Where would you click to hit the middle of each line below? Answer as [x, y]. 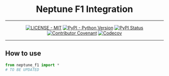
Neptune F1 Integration [84, 9]
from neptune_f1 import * [32, 65]
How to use [23, 53]
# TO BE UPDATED [22, 69]
